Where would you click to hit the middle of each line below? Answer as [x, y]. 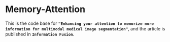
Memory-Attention [45, 9]
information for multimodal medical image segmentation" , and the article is [85, 28]
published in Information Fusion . [40, 34]
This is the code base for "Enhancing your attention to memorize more [79, 23]
